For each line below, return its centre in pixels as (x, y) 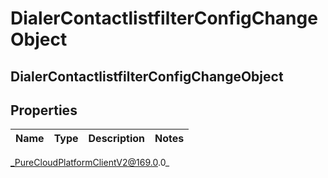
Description (116, 139)
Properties (44, 110)
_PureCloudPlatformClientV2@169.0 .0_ (90, 163)
